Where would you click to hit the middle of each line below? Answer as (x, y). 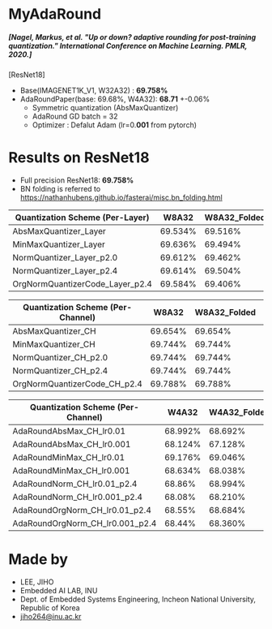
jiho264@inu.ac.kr (51, 617)
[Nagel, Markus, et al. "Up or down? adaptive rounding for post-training (132, 37)
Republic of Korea (50, 608)
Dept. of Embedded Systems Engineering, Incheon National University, (138, 599)
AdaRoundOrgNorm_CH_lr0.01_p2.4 (82, 511)
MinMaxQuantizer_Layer (59, 244)
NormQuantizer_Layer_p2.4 (65, 271)
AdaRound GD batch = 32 (75, 116)
